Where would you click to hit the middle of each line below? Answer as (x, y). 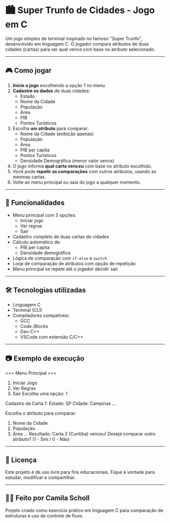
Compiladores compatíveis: (41, 315)
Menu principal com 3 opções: (45, 215)
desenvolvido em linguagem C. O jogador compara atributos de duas (77, 44)
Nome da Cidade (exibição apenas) (57, 134)
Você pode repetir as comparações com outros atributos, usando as (84, 171)
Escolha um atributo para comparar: (51, 128)
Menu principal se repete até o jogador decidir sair (65, 269)
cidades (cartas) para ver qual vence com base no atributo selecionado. (80, 49)
